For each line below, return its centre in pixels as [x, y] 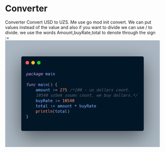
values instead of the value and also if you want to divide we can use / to [79, 27]
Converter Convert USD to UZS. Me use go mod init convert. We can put [78, 22]
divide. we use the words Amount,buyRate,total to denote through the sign [80, 32]
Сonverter [26, 9]
